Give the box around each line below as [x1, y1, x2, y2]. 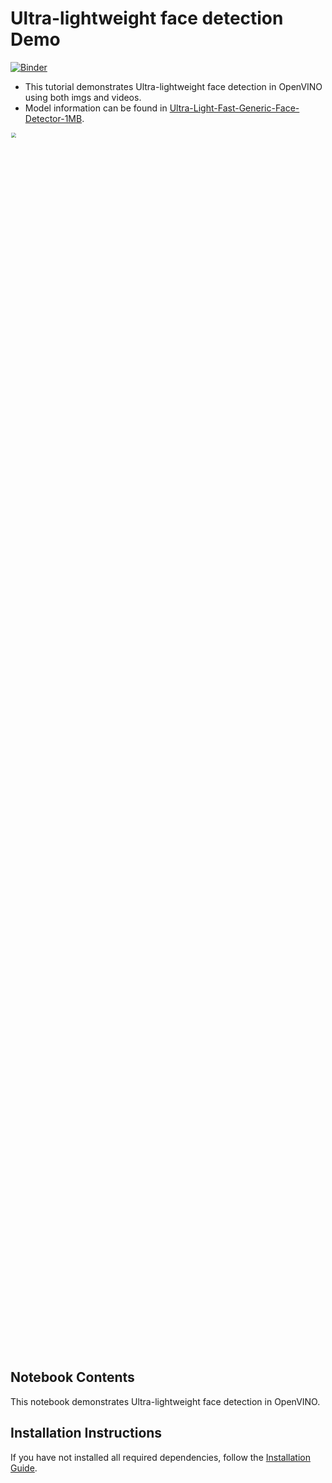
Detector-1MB [24, 112, 83, 124]
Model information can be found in [24, 102, 168, 114]
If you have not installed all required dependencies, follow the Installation [10, 1451, 311, 1463]
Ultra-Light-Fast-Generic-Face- [169, 102, 300, 114]
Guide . [10, 1462, 38, 1474]
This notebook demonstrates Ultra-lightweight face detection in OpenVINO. [10, 1395, 321, 1407]
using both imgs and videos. [24, 91, 142, 103]
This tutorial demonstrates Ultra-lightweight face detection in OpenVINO [24, 80, 323, 92]
